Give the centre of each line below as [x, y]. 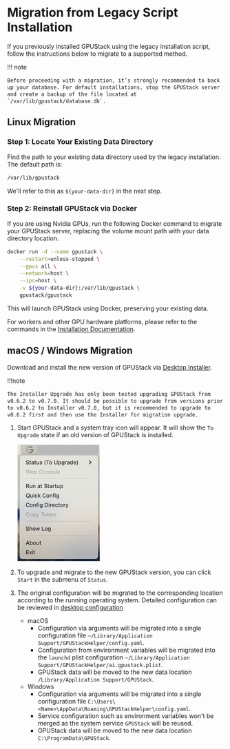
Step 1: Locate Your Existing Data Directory [80, 142]
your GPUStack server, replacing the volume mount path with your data [108, 231]
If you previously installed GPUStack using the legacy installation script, [109, 46]
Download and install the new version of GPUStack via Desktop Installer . [109, 367]
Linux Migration [42, 122]
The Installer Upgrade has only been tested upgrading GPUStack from [109, 394]
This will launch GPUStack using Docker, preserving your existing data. [108, 308]
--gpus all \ [38, 266]
